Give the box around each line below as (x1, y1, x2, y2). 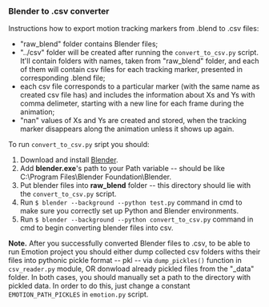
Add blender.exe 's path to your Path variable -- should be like (19, 164, 226, 173)
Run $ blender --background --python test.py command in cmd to (19, 197, 243, 207)
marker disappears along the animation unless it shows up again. (19, 124, 235, 134)
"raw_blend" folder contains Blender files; (19, 39, 159, 49)
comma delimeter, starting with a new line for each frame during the (19, 98, 244, 109)
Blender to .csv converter (8, 6, 110, 17)
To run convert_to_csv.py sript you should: (8, 140, 150, 150)
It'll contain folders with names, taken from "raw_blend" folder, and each (19, 56, 259, 66)
